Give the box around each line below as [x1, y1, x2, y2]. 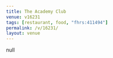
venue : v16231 [6, 14, 41, 20]
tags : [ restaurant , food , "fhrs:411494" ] [6, 19, 108, 25]
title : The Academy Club [6, 8, 66, 15]
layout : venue [6, 30, 41, 36]
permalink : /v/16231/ [6, 25, 59, 31]
